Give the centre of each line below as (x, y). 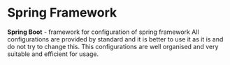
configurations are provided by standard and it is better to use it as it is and (115, 39)
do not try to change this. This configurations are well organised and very (113, 46)
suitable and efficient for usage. (53, 54)
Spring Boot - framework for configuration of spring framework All (103, 32)
